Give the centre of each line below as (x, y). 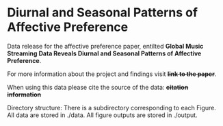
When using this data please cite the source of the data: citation (98, 87)
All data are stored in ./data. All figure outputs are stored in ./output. (102, 115)
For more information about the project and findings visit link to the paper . (112, 74)
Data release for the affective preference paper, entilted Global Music (105, 46)
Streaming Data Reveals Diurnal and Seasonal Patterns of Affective (104, 53)
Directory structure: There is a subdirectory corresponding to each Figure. (112, 108)
